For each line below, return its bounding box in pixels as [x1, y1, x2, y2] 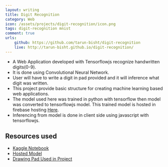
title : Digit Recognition [5, 12, 59, 17]
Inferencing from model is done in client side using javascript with [12, 112, 149, 118]
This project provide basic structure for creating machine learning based [12, 85, 163, 91]
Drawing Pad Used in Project [12, 156, 72, 162]
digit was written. [12, 80, 49, 86]
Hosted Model [12, 150, 42, 156]
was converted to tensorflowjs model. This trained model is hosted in [12, 101, 156, 107]
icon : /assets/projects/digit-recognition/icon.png [5, 21, 116, 27]
